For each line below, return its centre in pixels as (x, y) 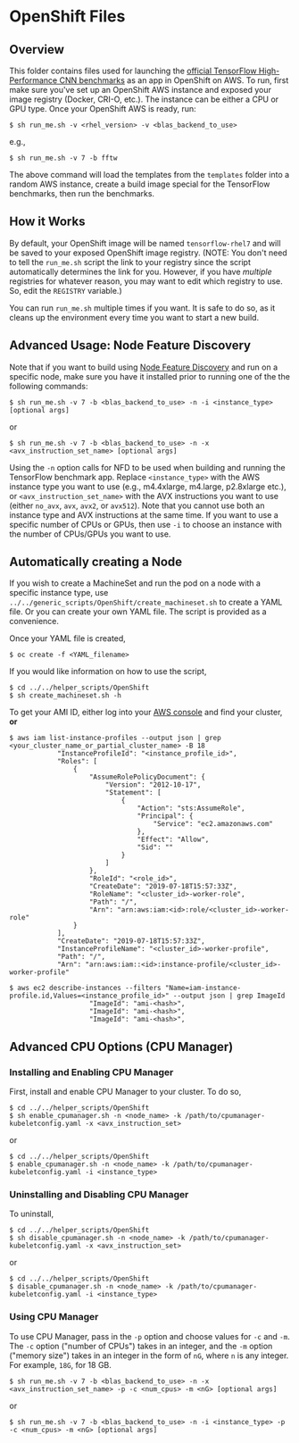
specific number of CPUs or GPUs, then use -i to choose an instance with (146, 524)
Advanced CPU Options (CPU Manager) (121, 1047)
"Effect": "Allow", (173, 840)
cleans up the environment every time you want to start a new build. (134, 317)
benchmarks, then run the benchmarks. (82, 193)
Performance (33, 80)
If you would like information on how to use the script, (108, 671)
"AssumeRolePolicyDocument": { (147, 777)
